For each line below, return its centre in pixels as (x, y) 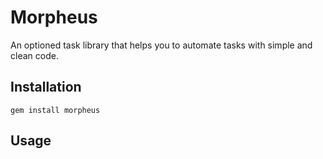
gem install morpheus (55, 110)
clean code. (34, 55)
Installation (46, 87)
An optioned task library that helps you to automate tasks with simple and (161, 45)
